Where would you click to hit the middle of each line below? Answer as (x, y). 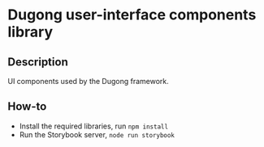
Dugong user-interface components (132, 15)
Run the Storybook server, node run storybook (97, 134)
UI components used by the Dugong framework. (89, 81)
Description (38, 62)
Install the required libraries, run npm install (93, 126)
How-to (27, 107)
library (30, 32)
